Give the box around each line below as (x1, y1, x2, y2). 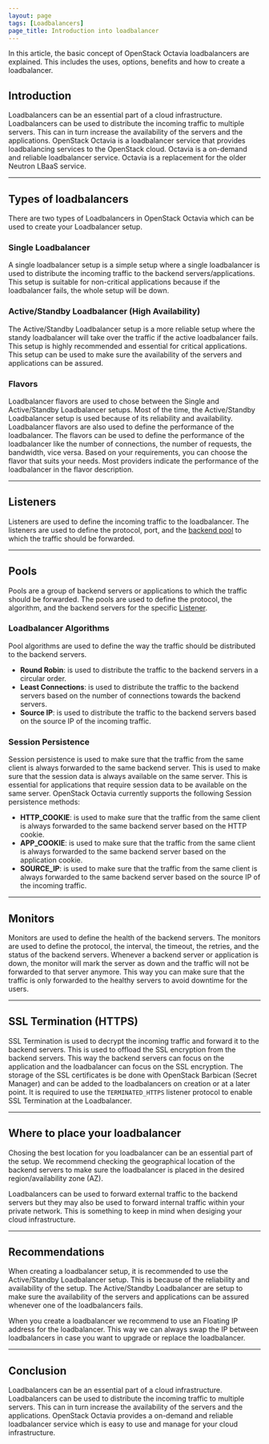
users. (8, 984, 30, 993)
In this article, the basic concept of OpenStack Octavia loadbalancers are (8, 49, 250, 59)
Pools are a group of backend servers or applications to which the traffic (8, 586, 248, 595)
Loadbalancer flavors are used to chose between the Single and (8, 396, 220, 406)
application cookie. (19, 855, 83, 865)
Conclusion (8, 1364, 67, 1377)
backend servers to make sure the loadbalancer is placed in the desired (8, 1165, 245, 1174)
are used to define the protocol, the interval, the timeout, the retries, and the (8, 941, 259, 951)
